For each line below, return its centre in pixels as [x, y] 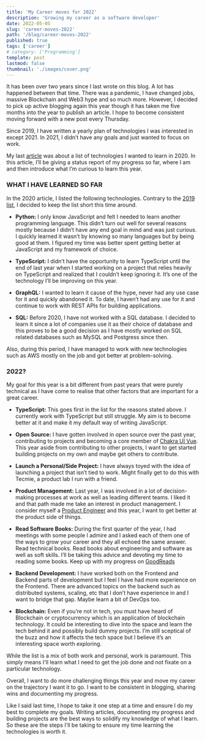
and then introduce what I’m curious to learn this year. [74, 169]
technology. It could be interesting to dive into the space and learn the [104, 624]
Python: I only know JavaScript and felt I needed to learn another [98, 217]
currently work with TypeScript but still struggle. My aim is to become [103, 416]
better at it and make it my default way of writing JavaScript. [91, 422]
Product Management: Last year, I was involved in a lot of [88, 491]
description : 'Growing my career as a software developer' [83, 18]
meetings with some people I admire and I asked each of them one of [102, 535]
